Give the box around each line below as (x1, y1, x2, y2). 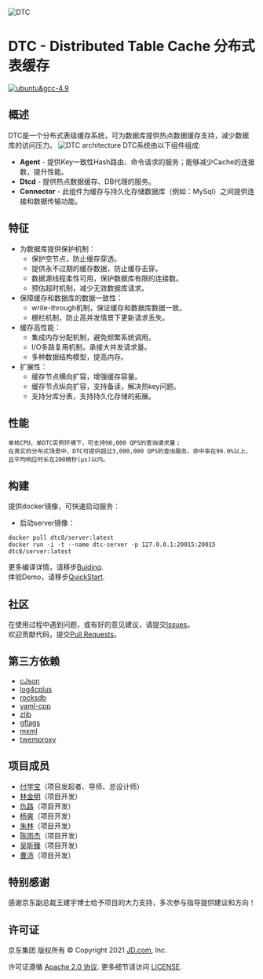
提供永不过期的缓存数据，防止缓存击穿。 (31, 263, 163, 273)
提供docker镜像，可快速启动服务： (8, 501, 120, 511)
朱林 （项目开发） (19, 821, 75, 830)
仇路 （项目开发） (19, 801, 75, 811)
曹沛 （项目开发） (19, 850, 75, 860)
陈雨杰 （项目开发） (19, 830, 82, 840)
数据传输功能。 (33, 196, 82, 206)
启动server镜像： (19, 519, 75, 528)
